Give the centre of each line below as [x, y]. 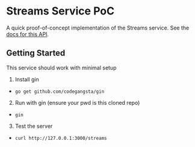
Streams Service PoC [60, 11]
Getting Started [36, 53]
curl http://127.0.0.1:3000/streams [61, 138]
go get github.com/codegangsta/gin [60, 92]
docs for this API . [28, 34]
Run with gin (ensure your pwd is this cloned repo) [77, 102]
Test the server [34, 126]
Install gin [27, 79]
